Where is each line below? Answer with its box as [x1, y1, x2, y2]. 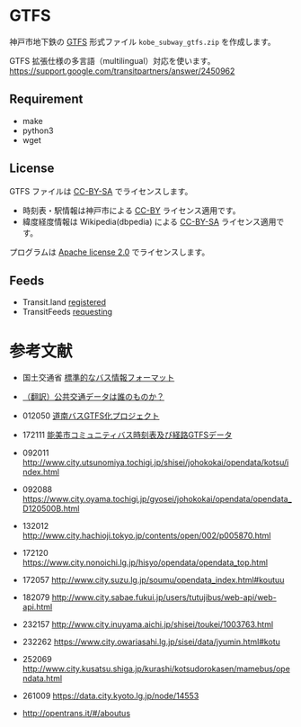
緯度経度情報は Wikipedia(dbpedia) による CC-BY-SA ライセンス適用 [22, 216, 277, 227]
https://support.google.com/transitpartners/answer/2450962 [9, 65, 235, 76]
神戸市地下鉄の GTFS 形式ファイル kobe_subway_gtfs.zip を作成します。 [9, 36, 276, 47]
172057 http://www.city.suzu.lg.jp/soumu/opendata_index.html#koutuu [22, 575, 285, 586]
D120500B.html [22, 503, 80, 514]
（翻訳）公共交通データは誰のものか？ [22, 391, 164, 402]
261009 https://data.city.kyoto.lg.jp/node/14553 [22, 690, 199, 702]
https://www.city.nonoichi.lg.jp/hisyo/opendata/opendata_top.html [22, 557, 268, 568]
